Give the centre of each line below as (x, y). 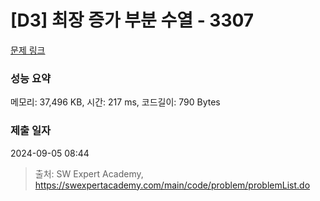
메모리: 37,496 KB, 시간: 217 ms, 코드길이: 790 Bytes (115, 102)
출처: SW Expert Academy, (89, 173)
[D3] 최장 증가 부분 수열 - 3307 (132, 20)
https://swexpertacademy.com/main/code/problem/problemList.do (172, 185)
